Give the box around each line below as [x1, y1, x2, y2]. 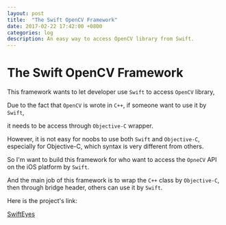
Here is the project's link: [7, 197, 77, 205]
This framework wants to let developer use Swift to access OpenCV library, [7, 88, 215, 96]
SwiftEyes [7, 210, 36, 218]
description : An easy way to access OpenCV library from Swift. [7, 36, 194, 43]
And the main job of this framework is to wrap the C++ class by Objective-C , [7, 176, 220, 185]
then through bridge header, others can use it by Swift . [7, 183, 163, 192]
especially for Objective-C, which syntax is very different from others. [7, 142, 204, 151]
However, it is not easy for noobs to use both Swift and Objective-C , [7, 135, 200, 143]
